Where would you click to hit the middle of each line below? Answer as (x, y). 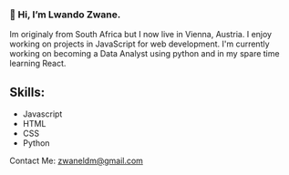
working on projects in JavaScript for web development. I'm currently (140, 44)
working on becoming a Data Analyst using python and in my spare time (144, 54)
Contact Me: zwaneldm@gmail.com (77, 161)
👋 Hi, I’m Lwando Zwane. (65, 15)
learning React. (38, 64)
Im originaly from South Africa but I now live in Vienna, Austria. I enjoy (140, 35)
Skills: (27, 92)
